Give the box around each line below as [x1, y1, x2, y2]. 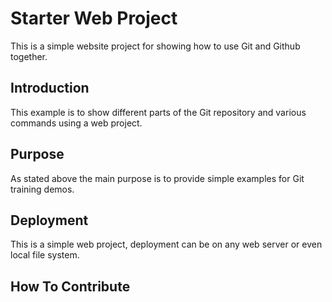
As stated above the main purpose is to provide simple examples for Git [10, 172, 305, 184]
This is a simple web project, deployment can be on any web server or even [10, 238, 323, 251]
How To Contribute [10, 278, 131, 295]
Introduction [10, 80, 90, 97]
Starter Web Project [10, 7, 178, 30]
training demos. [10, 183, 75, 195]
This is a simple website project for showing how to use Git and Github [10, 40, 301, 52]
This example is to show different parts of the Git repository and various [10, 106, 307, 118]
